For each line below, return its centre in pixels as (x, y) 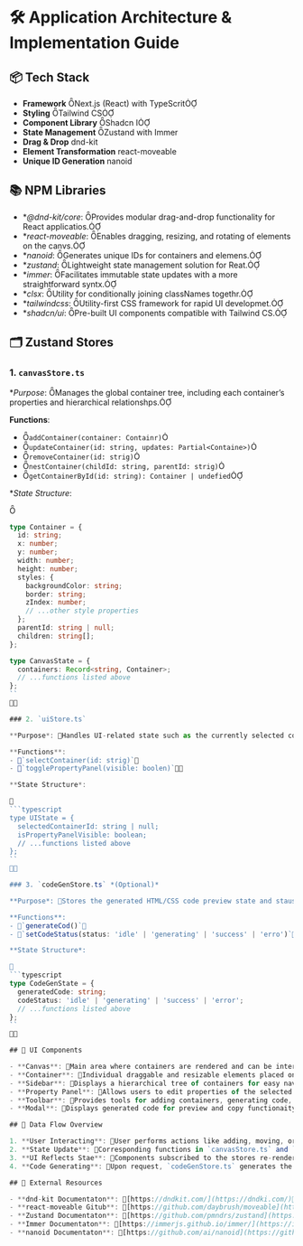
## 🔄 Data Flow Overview (56, 1125)
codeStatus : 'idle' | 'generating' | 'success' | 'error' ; (131, 1000)
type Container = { (46, 527)
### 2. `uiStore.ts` (48, 719)
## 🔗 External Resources (56, 1183)
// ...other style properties (83, 611)
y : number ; (38, 552)
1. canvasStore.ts (47, 373)
